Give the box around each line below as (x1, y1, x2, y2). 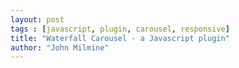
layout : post (10, 14, 65, 25)
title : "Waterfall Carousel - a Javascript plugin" (10, 33, 230, 43)
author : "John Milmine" (10, 42, 110, 53)
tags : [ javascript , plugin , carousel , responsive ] (10, 24, 230, 34)
